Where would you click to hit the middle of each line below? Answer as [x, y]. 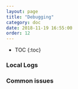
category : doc [24, 22]
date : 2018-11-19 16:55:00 [39, 28]
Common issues [30, 81]
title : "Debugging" [30, 17]
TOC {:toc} [28, 50]
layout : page [22, 11]
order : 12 [18, 33]
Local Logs [22, 65]
